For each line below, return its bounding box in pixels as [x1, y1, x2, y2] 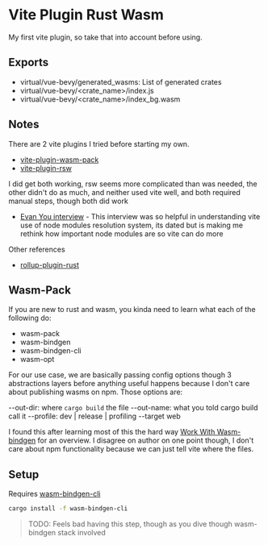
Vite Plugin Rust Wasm [8, 6, 164, 24]
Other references [8, 244, 66, 254]
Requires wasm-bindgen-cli [8, 489, 101, 499]
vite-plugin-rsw [19, 163, 73, 173]
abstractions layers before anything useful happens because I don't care [8, 379, 250, 389]
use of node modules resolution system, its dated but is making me [19, 220, 244, 230]
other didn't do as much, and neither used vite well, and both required [8, 187, 241, 197]
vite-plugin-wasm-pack [19, 155, 99, 164]
